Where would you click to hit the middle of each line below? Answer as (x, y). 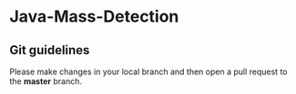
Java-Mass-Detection (94, 17)
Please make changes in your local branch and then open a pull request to (148, 71)
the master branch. (46, 81)
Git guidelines (50, 50)
